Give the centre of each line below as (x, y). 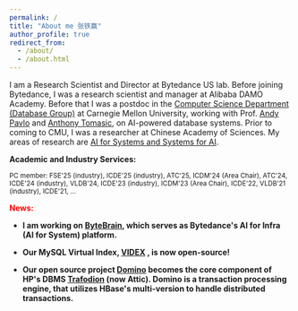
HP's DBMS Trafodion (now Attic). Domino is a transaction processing (154, 279)
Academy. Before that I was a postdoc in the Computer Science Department (149, 104)
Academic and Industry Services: (73, 159)
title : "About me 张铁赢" (55, 26)
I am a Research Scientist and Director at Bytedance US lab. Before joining (146, 85)
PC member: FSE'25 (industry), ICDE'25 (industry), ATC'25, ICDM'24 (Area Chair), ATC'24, (149, 176)
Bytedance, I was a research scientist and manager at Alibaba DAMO (136, 94)
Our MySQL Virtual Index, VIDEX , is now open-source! (126, 252)
